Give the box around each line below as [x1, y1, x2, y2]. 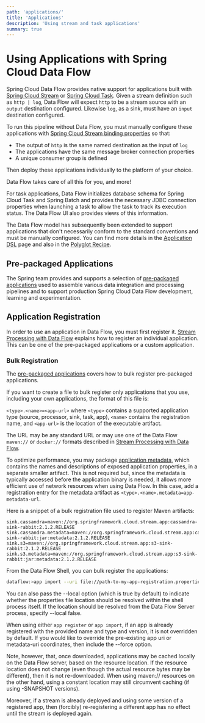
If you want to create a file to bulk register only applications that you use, [6, 388, 190, 396]
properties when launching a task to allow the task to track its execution [6, 203, 187, 211]
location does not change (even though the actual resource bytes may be [6, 665, 191, 672]
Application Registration [6, 312, 101, 322]
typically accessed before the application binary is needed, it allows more [6, 476, 192, 483]
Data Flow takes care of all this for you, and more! [6, 178, 131, 186]
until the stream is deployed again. [6, 710, 93, 717]
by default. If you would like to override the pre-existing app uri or [6, 634, 172, 641]
